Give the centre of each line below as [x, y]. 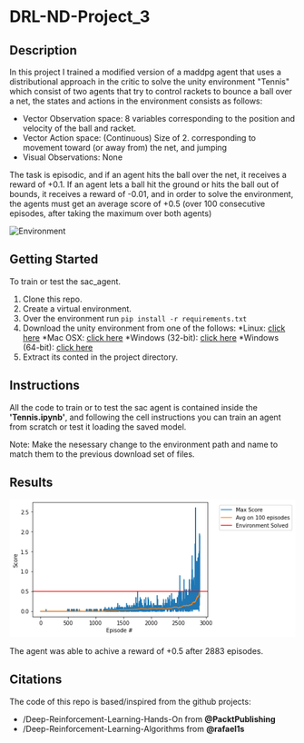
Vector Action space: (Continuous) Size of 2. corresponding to [139, 138]
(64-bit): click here [58, 347]
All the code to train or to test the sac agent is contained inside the [134, 407]
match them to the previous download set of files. [102, 454]
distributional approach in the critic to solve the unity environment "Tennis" [150, 82]
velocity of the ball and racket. [79, 128]
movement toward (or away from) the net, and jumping [125, 148]
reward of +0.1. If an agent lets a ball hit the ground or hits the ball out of [144, 184]
